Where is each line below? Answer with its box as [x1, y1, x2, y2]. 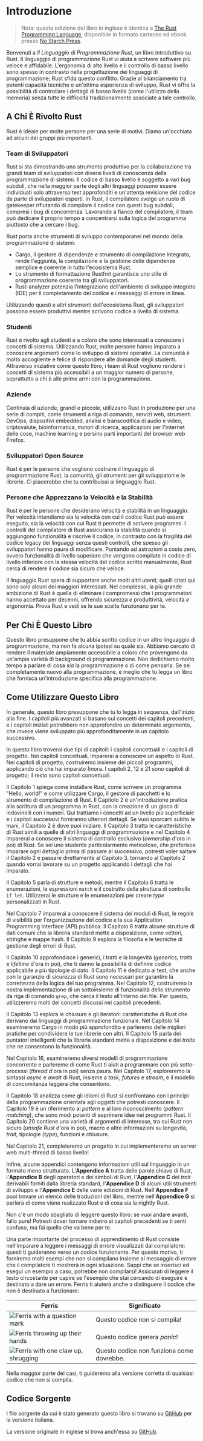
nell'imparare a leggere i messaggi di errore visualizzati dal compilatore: [6, 1242, 185, 1249]
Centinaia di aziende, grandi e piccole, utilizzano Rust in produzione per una [6, 404, 196, 411]
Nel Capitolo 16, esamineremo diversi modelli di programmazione [6, 1054, 168, 1062]
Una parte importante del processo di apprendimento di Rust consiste [6, 1235, 180, 1243]
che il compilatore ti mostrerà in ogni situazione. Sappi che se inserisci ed [6, 1261, 189, 1268]
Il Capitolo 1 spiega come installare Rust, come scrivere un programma [6, 783, 181, 790]
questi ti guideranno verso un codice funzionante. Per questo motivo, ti [6, 1248, 183, 1256]
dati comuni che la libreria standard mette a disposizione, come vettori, [6, 929, 183, 936]
